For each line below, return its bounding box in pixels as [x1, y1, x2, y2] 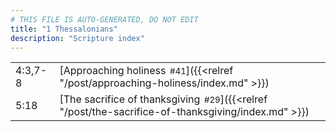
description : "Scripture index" [10, 33, 145, 43]
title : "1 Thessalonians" [10, 24, 118, 34]
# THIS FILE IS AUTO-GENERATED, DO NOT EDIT [10, 14, 199, 25]
